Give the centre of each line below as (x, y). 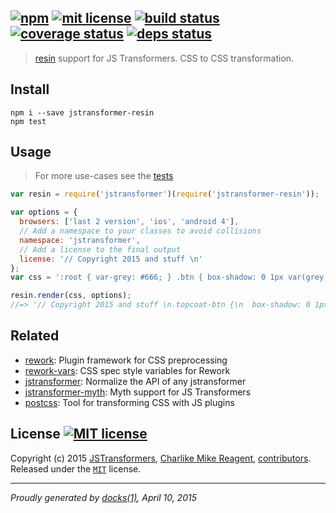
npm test (28, 121)
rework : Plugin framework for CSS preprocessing (126, 360)
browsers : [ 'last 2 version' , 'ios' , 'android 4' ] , (129, 222)
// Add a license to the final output (100, 249)
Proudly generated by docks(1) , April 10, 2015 (104, 497)
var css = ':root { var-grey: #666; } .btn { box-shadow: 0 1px (147, 277)
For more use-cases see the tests (104, 176)
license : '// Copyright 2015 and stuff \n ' (111, 259)
